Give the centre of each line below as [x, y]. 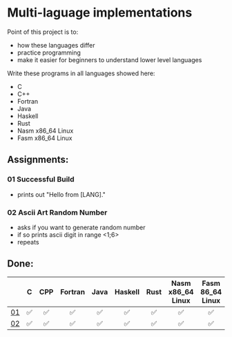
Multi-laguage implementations [100, 13]
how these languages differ [56, 45]
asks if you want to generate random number [81, 227]
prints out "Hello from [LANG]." [61, 194]
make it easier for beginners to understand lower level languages [109, 59]
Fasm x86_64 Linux [45, 138]
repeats [28, 242]
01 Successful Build [41, 180]
